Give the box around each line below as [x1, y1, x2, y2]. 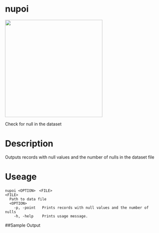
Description [5, 138, 53, 149]
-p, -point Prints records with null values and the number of [14, 205, 149, 210]
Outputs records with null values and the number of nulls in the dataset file [5, 154, 155, 160]
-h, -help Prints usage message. [14, 214, 88, 218]
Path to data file [9, 197, 47, 201]
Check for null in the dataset [5, 121, 62, 127]
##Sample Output [5, 222, 40, 228]
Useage [5, 171, 37, 182]
